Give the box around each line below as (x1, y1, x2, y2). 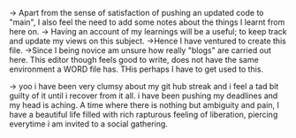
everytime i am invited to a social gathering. (9, 119, 168, 129)
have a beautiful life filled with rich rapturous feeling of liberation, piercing (9, 110, 278, 119)
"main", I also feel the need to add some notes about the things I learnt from (9, 17, 285, 27)
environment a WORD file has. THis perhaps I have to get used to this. (9, 64, 263, 74)
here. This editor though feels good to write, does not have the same (9, 55, 259, 65)
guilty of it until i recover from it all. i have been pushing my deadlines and (9, 90, 278, 101)
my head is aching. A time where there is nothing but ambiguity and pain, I (9, 100, 280, 110)
